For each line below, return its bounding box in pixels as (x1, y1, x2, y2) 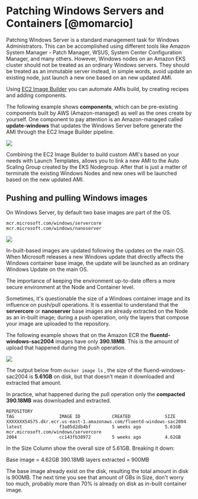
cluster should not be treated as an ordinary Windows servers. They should (6, 61, 190, 69)
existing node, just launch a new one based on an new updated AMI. (6, 74, 173, 81)
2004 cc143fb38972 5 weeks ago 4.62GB (6, 434, 181, 440)
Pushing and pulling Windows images (6, 193, 148, 203)
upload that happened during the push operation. (6, 344, 126, 351)
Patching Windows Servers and (6, 4, 164, 18)
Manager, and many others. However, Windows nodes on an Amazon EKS (6, 55, 186, 62)
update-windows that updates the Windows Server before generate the (6, 122, 182, 129)
